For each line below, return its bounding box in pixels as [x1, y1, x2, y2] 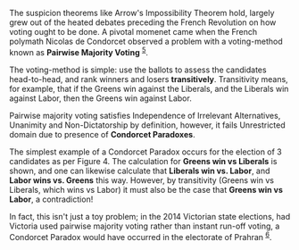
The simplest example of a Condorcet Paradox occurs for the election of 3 [9, 146, 283, 157]
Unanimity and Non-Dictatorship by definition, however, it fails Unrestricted [9, 120, 286, 130]
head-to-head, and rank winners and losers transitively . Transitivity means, [9, 73, 288, 84]
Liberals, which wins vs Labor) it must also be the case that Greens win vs [9, 184, 284, 195]
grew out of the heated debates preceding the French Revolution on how [9, 17, 277, 28]
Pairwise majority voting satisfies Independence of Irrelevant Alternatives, [9, 110, 281, 121]
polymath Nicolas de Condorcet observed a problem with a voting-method [9, 36, 283, 46]
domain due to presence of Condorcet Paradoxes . [9, 129, 195, 139]
